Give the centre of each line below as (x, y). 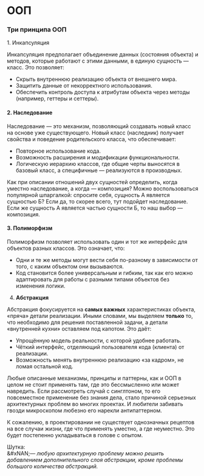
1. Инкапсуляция (28, 43)
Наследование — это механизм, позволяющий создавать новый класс (99, 126)
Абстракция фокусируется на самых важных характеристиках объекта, (101, 309)
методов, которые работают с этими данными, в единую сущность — (98, 61)
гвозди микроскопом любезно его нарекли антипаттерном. (85, 410)
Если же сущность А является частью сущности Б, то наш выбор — (95, 208)
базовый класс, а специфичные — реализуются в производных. (99, 170)
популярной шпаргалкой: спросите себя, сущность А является (89, 195)
